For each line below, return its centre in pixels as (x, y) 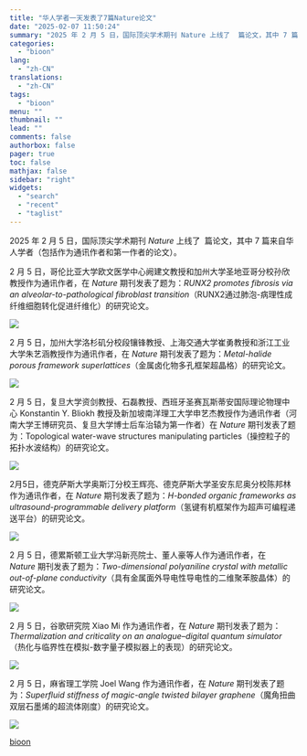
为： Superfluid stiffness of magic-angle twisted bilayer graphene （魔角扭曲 (153, 695)
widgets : (26, 188)
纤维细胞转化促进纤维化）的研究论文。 (81, 305)
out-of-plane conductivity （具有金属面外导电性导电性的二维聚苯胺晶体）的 (150, 578)
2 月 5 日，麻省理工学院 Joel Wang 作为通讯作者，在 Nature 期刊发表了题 (147, 683)
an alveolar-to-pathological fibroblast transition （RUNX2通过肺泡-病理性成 (151, 294)
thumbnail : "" (37, 120)
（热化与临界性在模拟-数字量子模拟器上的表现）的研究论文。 (123, 646)
